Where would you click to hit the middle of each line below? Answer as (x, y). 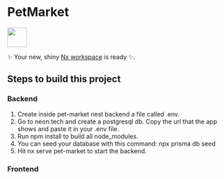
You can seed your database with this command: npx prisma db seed (116, 144)
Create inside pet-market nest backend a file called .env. (98, 114)
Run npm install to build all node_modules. (78, 136)
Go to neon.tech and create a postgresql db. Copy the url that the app (117, 121)
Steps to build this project (64, 79)
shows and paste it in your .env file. (68, 128)
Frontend (23, 169)
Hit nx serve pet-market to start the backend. (82, 151)
